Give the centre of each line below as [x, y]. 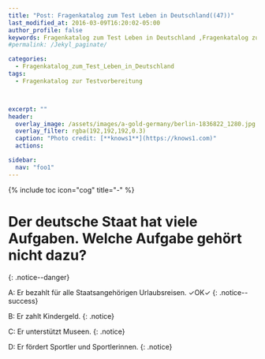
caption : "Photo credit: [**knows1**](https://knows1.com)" [116, 139]
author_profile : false [45, 30]
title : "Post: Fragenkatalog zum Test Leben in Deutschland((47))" [121, 15]
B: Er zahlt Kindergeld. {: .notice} [62, 316]
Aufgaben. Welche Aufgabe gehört [125, 238]
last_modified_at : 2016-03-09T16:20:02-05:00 [84, 23]
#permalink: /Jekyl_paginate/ [58, 45]
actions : [30, 146]
